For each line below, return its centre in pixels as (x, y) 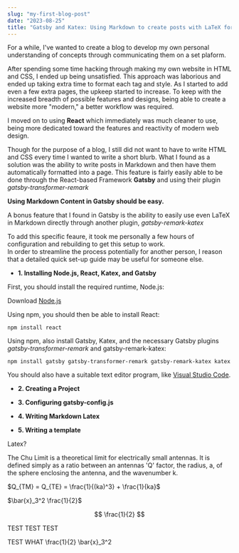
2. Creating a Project (49, 389)
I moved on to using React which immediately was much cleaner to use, (113, 121)
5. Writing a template (49, 430)
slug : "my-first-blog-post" (49, 14)
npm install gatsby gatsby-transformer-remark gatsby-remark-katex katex (119, 362)
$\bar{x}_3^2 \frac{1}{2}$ (45, 501)
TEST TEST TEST (33, 528)
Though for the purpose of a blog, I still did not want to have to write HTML (117, 150)
